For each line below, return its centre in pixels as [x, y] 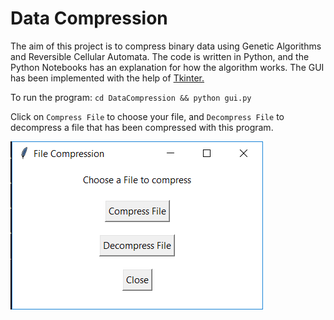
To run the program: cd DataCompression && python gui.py [131, 97]
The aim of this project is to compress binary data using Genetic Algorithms [166, 46]
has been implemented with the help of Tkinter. [107, 78]
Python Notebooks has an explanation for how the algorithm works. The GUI [167, 67]
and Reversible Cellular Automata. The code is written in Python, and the [160, 56]
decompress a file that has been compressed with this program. [142, 127]
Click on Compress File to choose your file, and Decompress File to [147, 116]
